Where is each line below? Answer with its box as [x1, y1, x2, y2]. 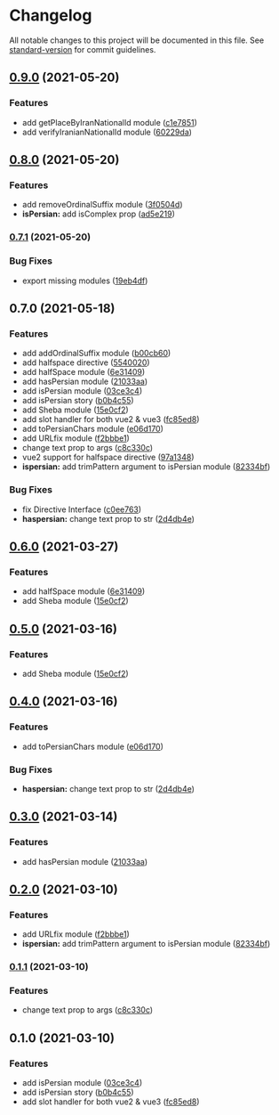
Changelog [9, 5, 92, 26]
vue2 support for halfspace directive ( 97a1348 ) [21, 452, 195, 463]
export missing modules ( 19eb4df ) [21, 275, 148, 286]
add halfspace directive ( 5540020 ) [21, 357, 150, 368]
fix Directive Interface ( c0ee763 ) [21, 504, 142, 515]
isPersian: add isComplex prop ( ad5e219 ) [21, 208, 176, 219]
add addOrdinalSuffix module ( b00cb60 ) [21, 348, 171, 359]
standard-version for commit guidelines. [9, 44, 156, 54]
